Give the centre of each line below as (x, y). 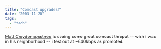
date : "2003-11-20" (25, 14)
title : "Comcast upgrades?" (34, 9)
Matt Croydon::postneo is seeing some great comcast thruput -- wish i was (80, 37)
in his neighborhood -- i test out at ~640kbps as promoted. (64, 42)
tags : (10, 18)
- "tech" (18, 23)
